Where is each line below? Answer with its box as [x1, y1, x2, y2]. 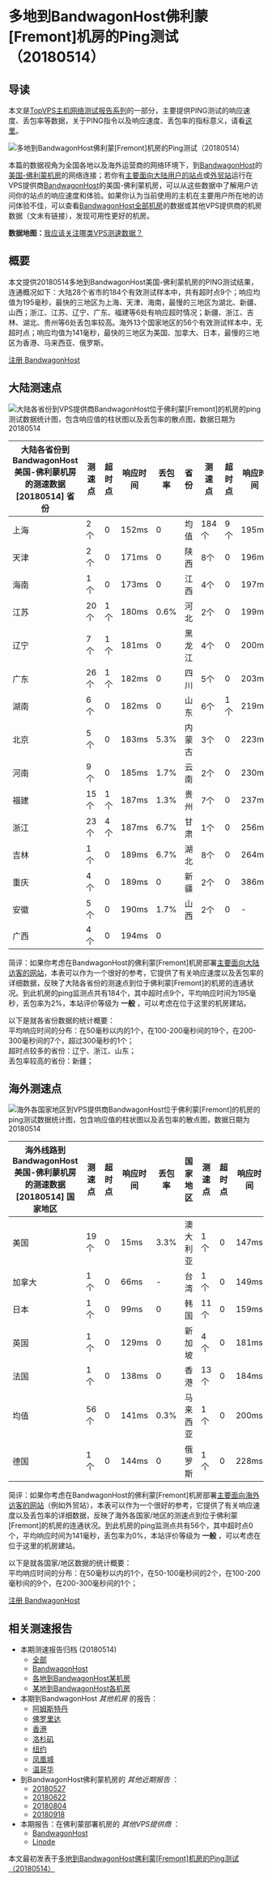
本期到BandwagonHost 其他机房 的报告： [19, 1694, 158, 1704]
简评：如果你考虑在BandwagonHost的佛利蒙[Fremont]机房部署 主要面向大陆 [8, 957, 260, 968]
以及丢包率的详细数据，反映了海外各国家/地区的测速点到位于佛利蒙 [15, 1511, 239, 1521]
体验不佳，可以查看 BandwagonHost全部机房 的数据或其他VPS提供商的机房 [15, 201, 262, 211]
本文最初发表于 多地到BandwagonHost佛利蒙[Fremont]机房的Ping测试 [8, 1853, 240, 1863]
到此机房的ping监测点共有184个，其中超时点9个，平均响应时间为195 [22, 988, 249, 998]
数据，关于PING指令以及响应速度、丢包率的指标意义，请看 [50, 116, 245, 126]
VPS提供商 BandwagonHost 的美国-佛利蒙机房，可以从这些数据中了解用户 [8, 181, 252, 190]
